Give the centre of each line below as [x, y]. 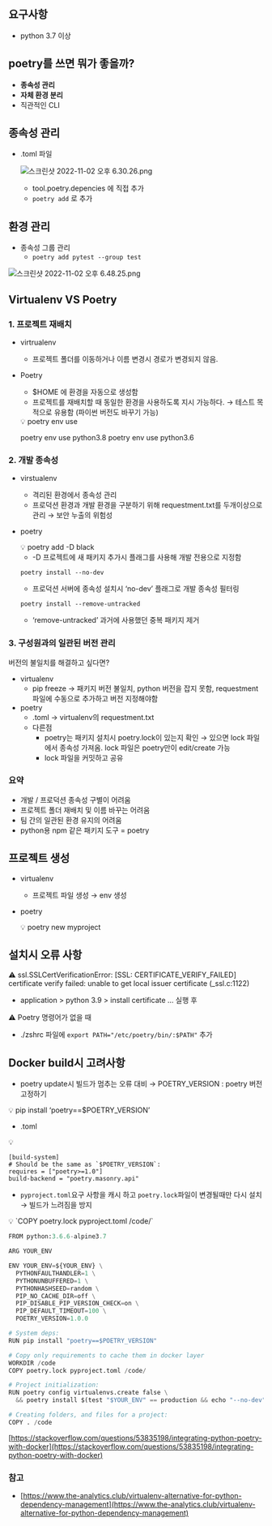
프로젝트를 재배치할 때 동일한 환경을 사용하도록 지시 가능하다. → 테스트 [143, 402]
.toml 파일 [36, 154]
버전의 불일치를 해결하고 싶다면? [59, 662]
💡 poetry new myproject [60, 927]
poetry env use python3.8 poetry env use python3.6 [107, 437]
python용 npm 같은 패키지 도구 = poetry [85, 830]
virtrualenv [38, 342]
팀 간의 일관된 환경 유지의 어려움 [71, 820]
